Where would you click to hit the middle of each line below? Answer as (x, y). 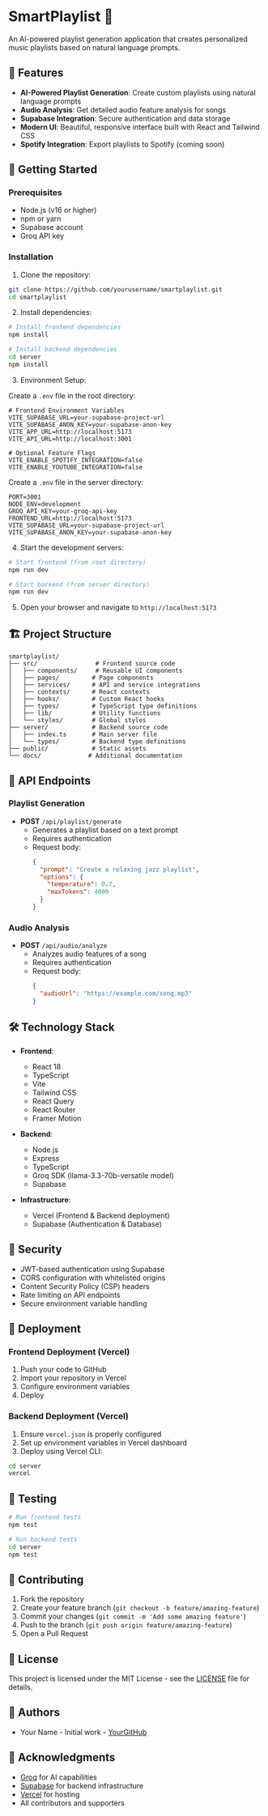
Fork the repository (52, 1599)
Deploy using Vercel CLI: (61, 1451)
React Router (54, 1109)
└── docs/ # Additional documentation (96, 756)
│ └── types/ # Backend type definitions (97, 742)
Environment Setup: (53, 380)
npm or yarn (40, 219)
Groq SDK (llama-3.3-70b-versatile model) (103, 1175)
